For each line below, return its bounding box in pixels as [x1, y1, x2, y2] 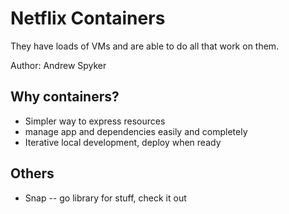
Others [10, 165, 55, 182]
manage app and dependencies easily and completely [24, 125, 248, 137]
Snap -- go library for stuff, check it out [24, 192, 187, 204]
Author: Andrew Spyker [10, 59, 107, 71]
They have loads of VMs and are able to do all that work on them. [10, 40, 280, 52]
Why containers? [10, 88, 120, 106]
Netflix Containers [10, 7, 166, 30]
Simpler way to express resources [24, 115, 166, 127]
